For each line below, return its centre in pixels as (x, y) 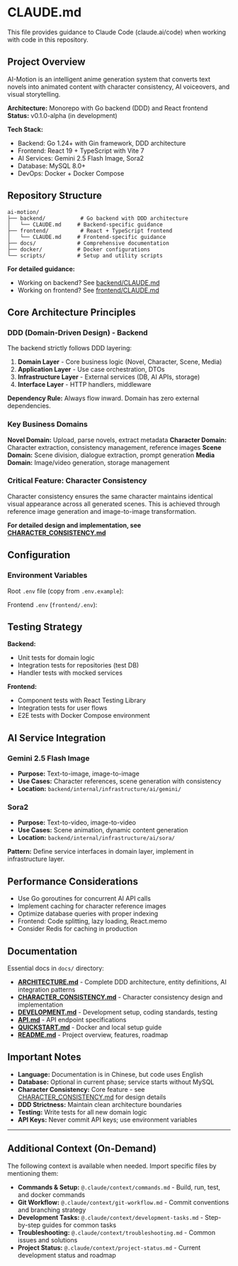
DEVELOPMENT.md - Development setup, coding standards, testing (118, 1012)
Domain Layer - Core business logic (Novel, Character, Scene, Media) (120, 362)
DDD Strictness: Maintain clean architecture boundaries (100, 1104)
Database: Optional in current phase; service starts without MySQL (116, 1082)
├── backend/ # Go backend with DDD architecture (98, 218)
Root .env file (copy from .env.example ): (66, 591)
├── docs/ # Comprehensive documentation (89, 243)
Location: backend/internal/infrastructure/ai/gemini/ (100, 789)
